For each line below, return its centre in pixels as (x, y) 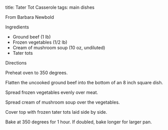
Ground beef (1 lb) (32, 37)
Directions (16, 63)
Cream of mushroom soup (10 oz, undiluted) (59, 47)
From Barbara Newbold (30, 17)
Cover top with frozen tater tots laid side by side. (56, 112)
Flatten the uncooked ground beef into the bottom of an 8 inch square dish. (84, 83)
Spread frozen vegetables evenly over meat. (52, 92)
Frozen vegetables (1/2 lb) (40, 42)
